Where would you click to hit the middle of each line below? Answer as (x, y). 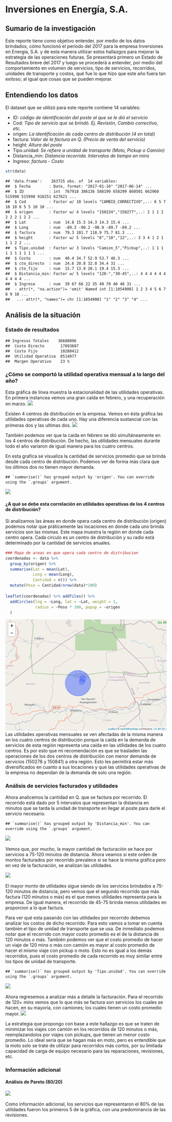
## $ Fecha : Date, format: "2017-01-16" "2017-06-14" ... (79, 186)
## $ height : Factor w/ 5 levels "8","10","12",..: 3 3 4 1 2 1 (84, 237)
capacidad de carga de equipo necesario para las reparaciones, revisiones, (85, 1051)
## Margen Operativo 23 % (38, 362)
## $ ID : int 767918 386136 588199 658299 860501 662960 (82, 191)
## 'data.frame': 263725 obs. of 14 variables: (61, 181)
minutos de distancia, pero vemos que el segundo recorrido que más (87, 891)
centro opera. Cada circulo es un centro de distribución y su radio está (80, 537)
